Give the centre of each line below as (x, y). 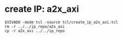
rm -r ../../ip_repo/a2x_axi (35, 26)
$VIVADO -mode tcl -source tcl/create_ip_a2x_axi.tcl (61, 22)
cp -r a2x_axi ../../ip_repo (35, 31)
